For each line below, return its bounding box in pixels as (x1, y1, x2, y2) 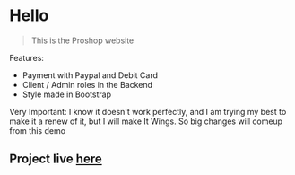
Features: (9, 52, 45, 63)
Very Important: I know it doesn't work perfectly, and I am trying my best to (9, 106, 287, 117)
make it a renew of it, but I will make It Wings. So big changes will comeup (9, 116, 283, 127)
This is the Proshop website (30, 35, 134, 46)
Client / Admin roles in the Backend (22, 79, 153, 90)
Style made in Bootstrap (22, 89, 112, 100)
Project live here (9, 152, 102, 167)
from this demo (9, 125, 65, 136)
